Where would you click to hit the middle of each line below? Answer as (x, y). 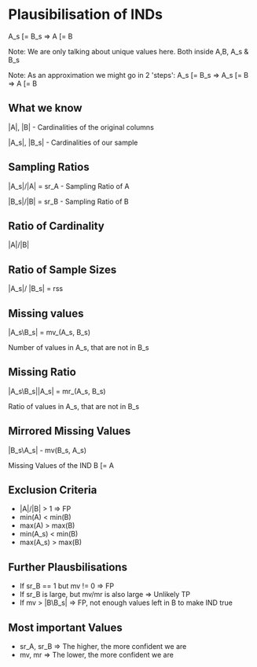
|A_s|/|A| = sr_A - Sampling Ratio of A (69, 186)
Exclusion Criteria (53, 490)
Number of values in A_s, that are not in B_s (79, 347)
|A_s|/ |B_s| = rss (36, 289)
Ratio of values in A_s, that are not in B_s (74, 406)
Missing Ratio (42, 372)
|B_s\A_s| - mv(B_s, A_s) (48, 450)
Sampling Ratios (49, 167)
